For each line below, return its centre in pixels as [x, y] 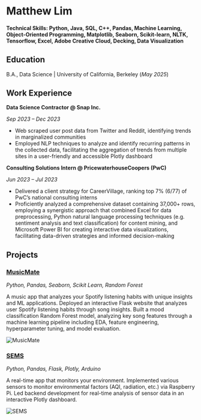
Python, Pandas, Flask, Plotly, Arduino [53, 369]
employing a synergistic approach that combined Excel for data [93, 210]
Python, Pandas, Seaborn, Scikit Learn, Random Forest [74, 285]
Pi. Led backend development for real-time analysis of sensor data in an [95, 393]
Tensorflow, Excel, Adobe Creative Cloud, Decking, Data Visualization [95, 41]
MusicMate [23, 272]
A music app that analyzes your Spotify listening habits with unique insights [100, 297]
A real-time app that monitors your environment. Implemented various [92, 380]
